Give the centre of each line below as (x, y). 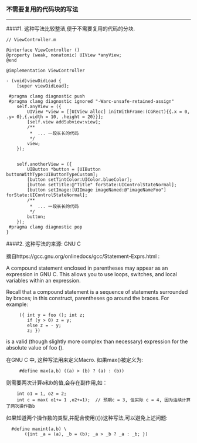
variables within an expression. (43, 281)
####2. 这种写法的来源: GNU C (43, 244)
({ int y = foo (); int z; (52, 316)
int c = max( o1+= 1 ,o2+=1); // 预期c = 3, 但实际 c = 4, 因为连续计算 (104, 400)
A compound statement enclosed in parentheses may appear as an (87, 268)
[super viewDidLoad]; (43, 86)
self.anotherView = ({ (44, 165)
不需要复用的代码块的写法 (42, 9)
